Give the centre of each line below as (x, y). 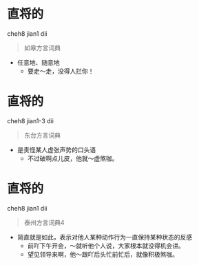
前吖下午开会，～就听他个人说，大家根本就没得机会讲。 (106, 246)
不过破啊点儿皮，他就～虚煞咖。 (73, 158)
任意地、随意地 (38, 62)
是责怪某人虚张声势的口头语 (56, 149)
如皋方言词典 (42, 47)
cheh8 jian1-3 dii (30, 120)
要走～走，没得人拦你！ (61, 71)
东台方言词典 (42, 135)
